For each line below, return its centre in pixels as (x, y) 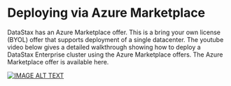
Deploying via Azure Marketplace (106, 13)
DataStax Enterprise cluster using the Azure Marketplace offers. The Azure (115, 55)
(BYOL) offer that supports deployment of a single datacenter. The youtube (115, 39)
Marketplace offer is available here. (58, 62)
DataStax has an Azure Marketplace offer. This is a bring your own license (114, 32)
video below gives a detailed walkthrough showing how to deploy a (104, 47)
